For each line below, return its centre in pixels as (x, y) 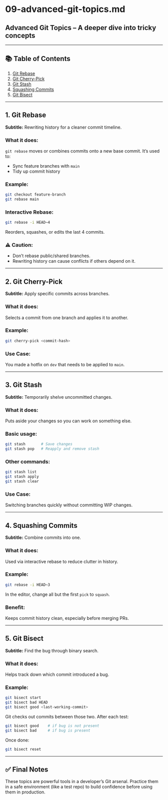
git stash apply (22, 477)
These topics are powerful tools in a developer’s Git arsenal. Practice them (82, 781)
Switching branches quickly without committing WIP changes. (69, 505)
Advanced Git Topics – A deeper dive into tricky (81, 28)
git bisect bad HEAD (27, 702)
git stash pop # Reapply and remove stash (52, 449)
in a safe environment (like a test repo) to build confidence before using (79, 787)
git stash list (21, 472)
